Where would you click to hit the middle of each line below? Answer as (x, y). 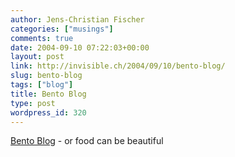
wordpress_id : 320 (48, 112)
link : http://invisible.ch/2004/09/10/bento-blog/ (118, 66)
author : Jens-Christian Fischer (77, 19)
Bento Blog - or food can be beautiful (87, 141)
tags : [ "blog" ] (42, 85)
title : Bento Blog (48, 94)
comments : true (42, 38)
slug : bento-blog (46, 76)
